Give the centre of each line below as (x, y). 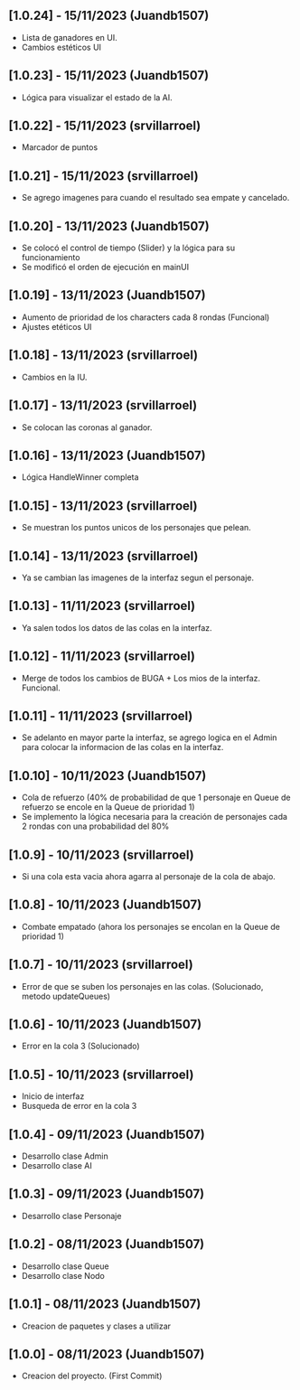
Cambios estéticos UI (61, 47)
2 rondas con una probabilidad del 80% (95, 826)
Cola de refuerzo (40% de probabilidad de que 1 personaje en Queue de (156, 798)
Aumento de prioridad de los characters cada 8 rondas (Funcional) (145, 317)
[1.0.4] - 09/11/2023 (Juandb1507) (107, 1134)
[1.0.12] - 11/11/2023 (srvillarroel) (102, 657)
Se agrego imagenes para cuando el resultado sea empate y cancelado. (155, 198)
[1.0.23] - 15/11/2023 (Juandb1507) (109, 75)
